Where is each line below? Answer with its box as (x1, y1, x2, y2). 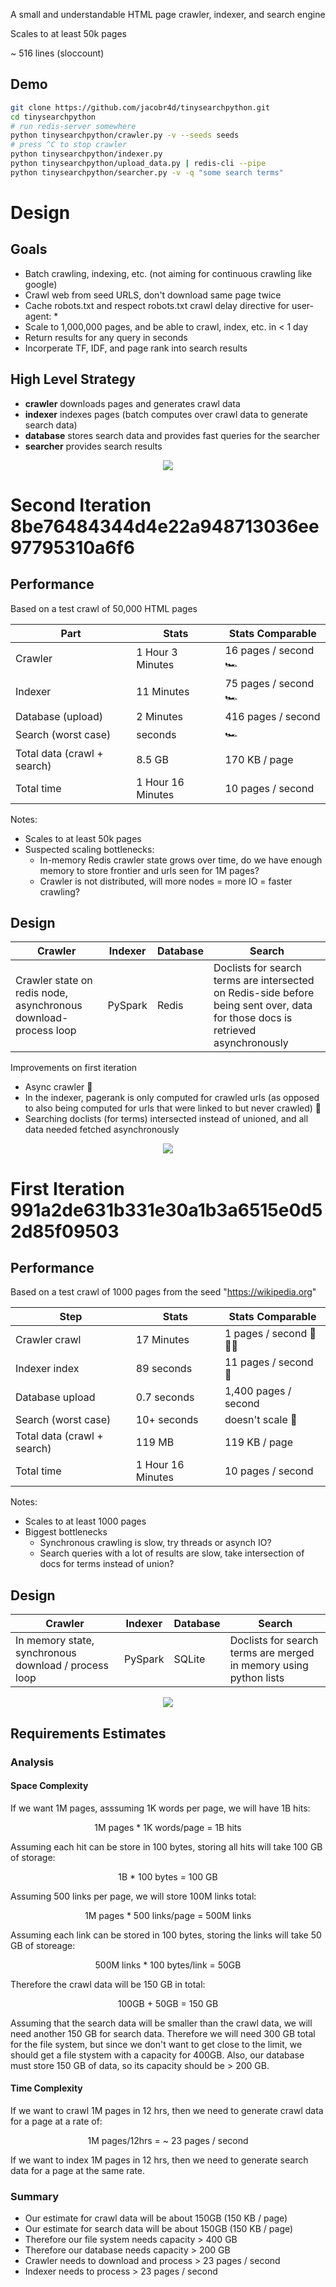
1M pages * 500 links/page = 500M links (84, 1909, 252, 1921)
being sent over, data (213, 999, 313, 1013)
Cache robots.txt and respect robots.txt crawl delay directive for (24, 299, 290, 311)
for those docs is (213, 1011, 293, 1025)
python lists (229, 1671, 285, 1685)
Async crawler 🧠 (24, 1081, 93, 1093)
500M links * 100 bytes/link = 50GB (94, 1959, 242, 1971)
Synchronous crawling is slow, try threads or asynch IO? (39, 1537, 272, 1549)
